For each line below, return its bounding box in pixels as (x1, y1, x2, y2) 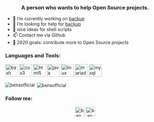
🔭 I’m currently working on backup (12, 16, 85, 22)
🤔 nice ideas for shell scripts (12, 26, 72, 33)
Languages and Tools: (5, 52, 61, 59)
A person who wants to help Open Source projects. (21, 4, 149, 11)
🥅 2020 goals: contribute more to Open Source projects (12, 40, 129, 46)
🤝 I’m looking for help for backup (12, 21, 81, 27)
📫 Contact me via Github (12, 32, 66, 38)
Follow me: (5, 95, 33, 102)
